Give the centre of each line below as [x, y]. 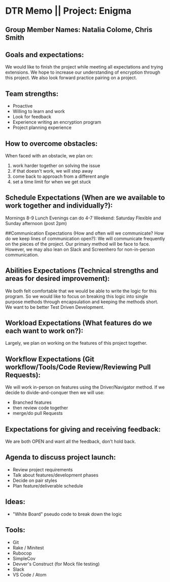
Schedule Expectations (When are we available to [85, 198]
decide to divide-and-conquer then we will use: [55, 393]
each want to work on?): [44, 331]
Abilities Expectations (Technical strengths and [82, 271]
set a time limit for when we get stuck [52, 182]
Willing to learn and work [39, 111]
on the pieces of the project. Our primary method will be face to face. [78, 244]
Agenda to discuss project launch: [61, 457]
